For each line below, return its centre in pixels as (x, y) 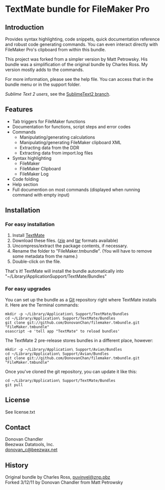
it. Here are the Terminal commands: (42, 305)
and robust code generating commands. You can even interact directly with (82, 44)
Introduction (25, 27)
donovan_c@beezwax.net (31, 450)
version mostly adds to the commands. (45, 70)
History (17, 465)
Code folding (25, 179)
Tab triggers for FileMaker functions (49, 121)
